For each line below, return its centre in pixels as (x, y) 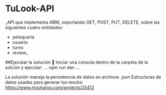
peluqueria (23, 37)
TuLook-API (30, 9)
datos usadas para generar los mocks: (44, 82)
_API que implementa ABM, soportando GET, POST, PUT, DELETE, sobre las (83, 22)
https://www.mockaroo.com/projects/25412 (50, 87)
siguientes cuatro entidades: (34, 27)
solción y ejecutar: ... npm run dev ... (42, 67)
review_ (20, 53)
